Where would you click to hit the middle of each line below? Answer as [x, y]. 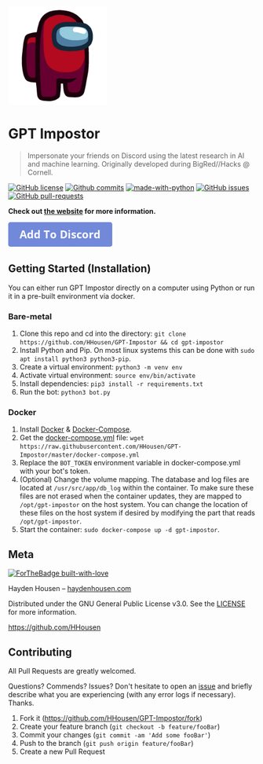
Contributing [40, 652]
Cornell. [40, 172]
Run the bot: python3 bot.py [65, 392]
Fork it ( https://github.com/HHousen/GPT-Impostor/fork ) [111, 718]
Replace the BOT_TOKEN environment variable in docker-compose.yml [130, 463]
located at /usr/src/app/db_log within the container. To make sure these [136, 488]
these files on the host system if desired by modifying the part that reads [137, 513]
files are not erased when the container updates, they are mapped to [130, 496]
